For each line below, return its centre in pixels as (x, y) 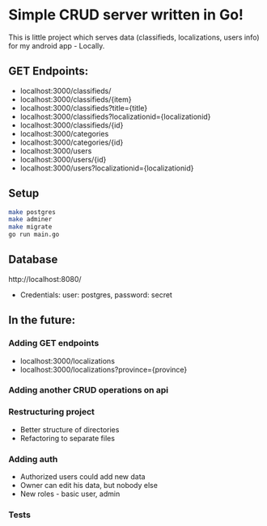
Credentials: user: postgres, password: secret (96, 295)
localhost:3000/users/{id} (63, 159)
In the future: (42, 320)
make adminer (30, 220)
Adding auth (33, 459)
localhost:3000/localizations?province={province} (104, 369)
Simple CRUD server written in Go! (126, 15)
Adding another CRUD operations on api (89, 390)
